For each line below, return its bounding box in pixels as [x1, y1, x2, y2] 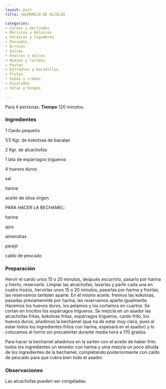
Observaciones [5, 367, 43, 374]
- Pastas [5, 63, 23, 68]
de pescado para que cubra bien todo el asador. [5, 355, 104, 361]
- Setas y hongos [5, 85, 41, 90]
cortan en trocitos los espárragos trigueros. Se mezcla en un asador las [5, 308, 151, 314]
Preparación [5, 265, 36, 272]
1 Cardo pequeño [5, 127, 41, 133]
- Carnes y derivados [5, 25, 50, 30]
